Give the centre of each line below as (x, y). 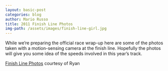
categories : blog (23, 15)
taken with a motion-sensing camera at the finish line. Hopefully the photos (83, 48)
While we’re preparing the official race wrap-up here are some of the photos (84, 43)
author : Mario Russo (27, 19)
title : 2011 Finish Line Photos (39, 24)
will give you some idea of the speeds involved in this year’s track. (74, 54)
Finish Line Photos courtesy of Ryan (43, 63)
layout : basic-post (26, 10)
